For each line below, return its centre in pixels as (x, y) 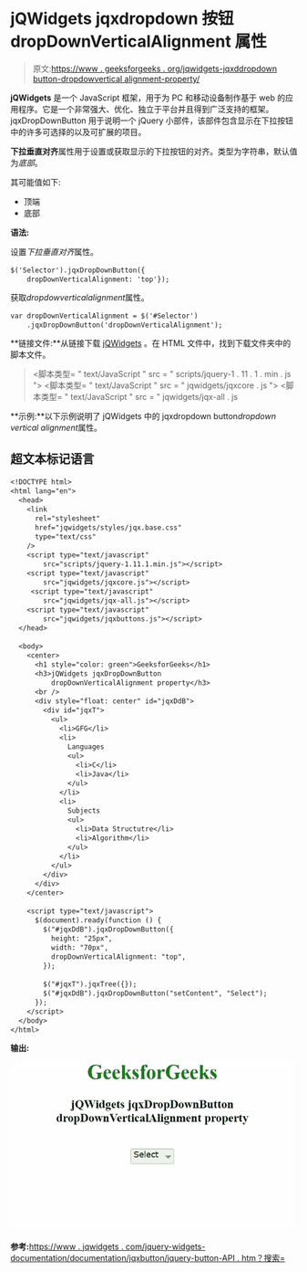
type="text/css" (65, 536)
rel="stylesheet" (67, 518)
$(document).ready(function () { (98, 920)
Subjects (84, 810)
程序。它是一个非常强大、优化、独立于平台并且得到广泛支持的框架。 (146, 109)
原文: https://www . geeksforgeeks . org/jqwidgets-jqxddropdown (155, 68)
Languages (86, 746)
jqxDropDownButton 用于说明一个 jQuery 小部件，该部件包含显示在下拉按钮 (152, 121)
